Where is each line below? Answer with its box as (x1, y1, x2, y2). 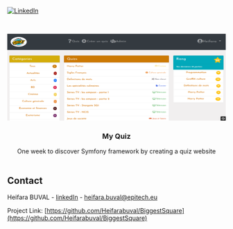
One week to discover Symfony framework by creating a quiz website (17, 147, 216, 155)
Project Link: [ (7, 207, 47, 215)
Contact (7, 174, 43, 187)
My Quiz (102, 131, 131, 141)
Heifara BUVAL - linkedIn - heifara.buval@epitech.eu (7, 193, 158, 201)
